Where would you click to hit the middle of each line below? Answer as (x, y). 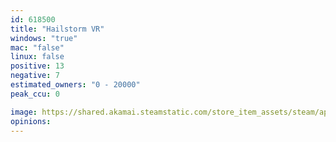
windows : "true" (44, 38)
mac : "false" (37, 47)
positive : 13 (37, 66)
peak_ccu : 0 (35, 94)
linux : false (37, 57)
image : (24, 112)
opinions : (31, 121)
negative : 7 (35, 76)
